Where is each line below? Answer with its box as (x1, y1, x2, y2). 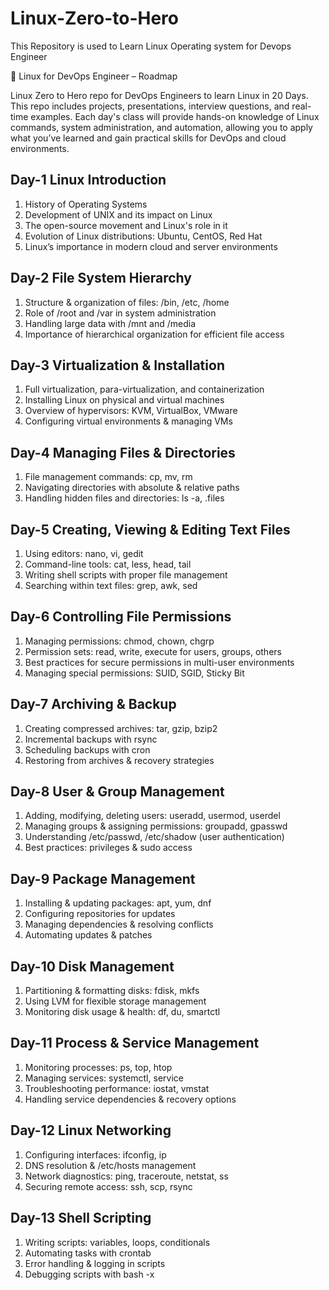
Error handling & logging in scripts (24, 1257, 166, 1269)
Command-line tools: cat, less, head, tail (24, 558, 192, 570)
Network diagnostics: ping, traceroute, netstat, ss (24, 1170, 229, 1182)
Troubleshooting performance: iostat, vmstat (24, 1082, 210, 1094)
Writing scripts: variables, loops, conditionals (24, 1236, 211, 1248)
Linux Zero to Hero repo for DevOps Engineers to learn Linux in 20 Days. (10, 89, 309, 101)
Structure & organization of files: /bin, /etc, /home (24, 296, 230, 308)
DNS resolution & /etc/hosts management (24, 1159, 197, 1171)
